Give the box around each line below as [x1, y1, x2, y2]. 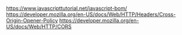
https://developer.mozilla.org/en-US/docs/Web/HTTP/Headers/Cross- [6, 11, 176, 18]
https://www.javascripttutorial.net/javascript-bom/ [6, 5, 127, 11]
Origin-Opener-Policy [6, 17, 58, 24]
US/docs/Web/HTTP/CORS [6, 23, 72, 30]
